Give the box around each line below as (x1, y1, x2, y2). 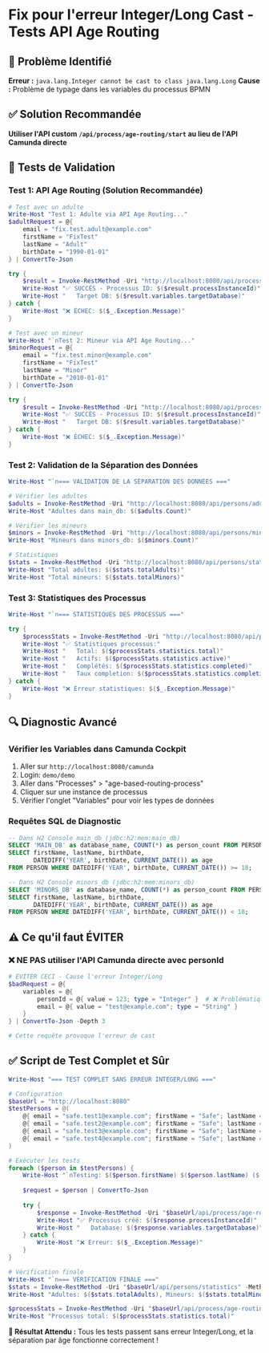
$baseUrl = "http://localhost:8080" (8, 1097, 130, 1105)
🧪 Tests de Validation (8, 160, 116, 174)
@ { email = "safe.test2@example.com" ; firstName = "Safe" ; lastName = (22, 1119, 263, 1128)
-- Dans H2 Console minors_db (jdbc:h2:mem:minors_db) (8, 878, 195, 886)
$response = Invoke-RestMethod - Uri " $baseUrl (37, 1209, 195, 1217)
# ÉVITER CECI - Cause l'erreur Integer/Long (8, 973, 163, 981)
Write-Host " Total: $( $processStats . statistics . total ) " (22, 648, 224, 656)
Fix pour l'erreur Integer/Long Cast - (8, 6, 254, 24)
